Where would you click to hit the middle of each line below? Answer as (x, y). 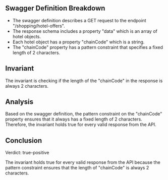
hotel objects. (27, 36)
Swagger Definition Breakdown (55, 8)
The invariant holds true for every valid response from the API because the (83, 162)
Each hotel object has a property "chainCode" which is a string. (78, 42)
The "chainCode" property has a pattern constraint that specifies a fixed (88, 47)
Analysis (19, 102)
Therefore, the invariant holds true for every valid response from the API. (81, 125)
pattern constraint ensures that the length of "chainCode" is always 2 (77, 168)
